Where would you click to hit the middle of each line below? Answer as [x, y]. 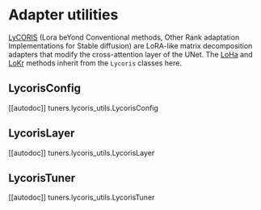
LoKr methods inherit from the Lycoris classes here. [95, 63]
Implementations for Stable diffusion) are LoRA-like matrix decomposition [130, 45]
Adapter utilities [63, 15]
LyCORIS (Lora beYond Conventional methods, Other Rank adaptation [124, 37]
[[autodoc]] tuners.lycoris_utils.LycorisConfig [84, 107]
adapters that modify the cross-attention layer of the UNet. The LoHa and [130, 54]
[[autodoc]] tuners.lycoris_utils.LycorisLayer [82, 153]
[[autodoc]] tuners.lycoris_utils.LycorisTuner [82, 197]
